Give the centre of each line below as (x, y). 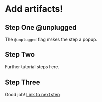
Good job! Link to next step (33, 94)
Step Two (20, 55)
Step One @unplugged (41, 27)
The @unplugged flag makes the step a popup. (51, 39)
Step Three (23, 82)
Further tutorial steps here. (32, 67)
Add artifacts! (34, 9)
